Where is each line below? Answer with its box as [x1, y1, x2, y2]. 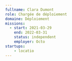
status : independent [14, 35, 56, 40]
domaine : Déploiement [5, 16, 50, 21]
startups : [5, 44, 26, 49]
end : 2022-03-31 [14, 30, 48, 35]
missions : [5, 21, 26, 26]
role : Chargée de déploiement [5, 12, 68, 17]
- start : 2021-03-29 [9, 26, 52, 30]
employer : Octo [14, 39, 45, 44]
